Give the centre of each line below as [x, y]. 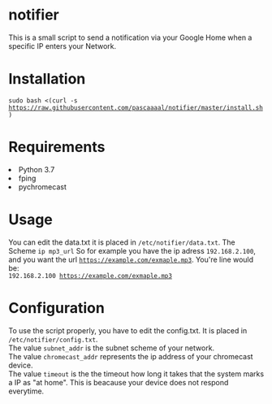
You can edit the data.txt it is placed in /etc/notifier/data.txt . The [122, 242]
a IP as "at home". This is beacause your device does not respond [119, 382]
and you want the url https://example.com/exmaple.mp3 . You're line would [131, 259]
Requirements [57, 147]
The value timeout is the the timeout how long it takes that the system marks [136, 374]
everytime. [26, 391]
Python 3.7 [37, 169]
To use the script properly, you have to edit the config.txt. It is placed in [128, 330]
